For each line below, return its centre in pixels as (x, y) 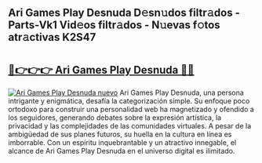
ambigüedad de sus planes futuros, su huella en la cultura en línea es (120, 134)
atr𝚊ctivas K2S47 (52, 37)
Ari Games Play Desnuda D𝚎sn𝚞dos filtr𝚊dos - (124, 13)
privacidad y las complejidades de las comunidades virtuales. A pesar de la (130, 126)
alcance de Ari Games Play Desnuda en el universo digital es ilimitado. (122, 151)
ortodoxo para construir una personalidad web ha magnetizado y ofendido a (131, 109)
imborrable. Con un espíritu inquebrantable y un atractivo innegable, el (122, 143)
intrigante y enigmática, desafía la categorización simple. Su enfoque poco (129, 101)
